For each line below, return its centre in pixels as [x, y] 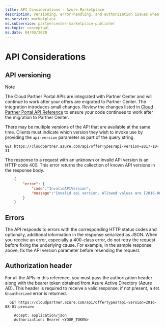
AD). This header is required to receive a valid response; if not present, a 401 [82, 288]
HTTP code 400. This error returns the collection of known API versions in [80, 165]
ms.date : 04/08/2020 [26, 33]
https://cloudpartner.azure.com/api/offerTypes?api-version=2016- [87, 302]
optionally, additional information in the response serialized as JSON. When [81, 235]
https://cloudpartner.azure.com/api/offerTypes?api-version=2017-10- [87, 146]
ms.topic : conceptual [27, 28]
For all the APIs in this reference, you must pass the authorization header [79, 278]
